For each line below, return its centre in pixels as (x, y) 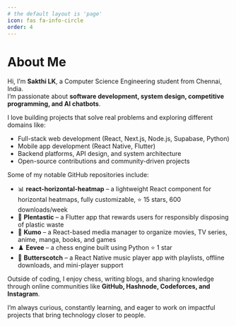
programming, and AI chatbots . (54, 104)
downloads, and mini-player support (70, 265)
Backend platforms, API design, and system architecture (99, 154)
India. (15, 89)
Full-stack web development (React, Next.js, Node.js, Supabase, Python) (123, 139)
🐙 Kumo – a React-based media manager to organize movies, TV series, (122, 232)
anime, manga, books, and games (67, 240)
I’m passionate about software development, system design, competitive (116, 97)
